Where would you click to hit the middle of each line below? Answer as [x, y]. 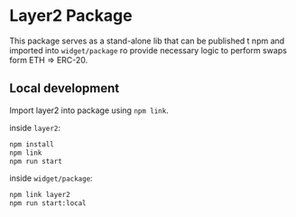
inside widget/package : [51, 178]
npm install [32, 144]
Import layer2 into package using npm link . [89, 110]
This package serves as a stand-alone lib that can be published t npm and [147, 41]
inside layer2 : [35, 127]
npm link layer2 [40, 195]
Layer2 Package [71, 16]
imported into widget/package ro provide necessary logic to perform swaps [148, 50]
